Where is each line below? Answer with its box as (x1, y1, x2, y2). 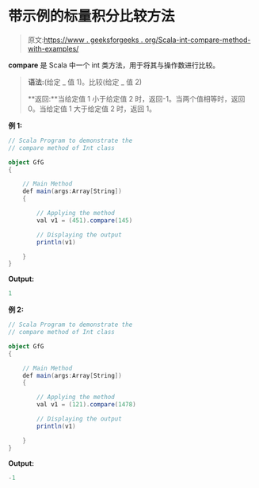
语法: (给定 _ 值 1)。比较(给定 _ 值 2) (27, 77, 143, 86)
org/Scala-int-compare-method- (144, 35, 251, 44)
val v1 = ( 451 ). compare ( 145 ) (36, 216, 133, 225)
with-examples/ (27, 44, 79, 53)
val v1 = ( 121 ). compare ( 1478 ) (36, 401, 136, 409)
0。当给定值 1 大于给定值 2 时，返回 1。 (27, 104, 157, 113)
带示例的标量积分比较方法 (8, 7, 176, 25)
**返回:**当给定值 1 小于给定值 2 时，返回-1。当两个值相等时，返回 (27, 94, 246, 103)
